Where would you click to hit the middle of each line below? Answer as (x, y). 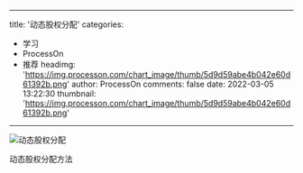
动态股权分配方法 (41, 159)
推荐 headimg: (49, 64)
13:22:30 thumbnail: (59, 94)
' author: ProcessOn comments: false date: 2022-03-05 (170, 84)
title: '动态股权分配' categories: (67, 24)
